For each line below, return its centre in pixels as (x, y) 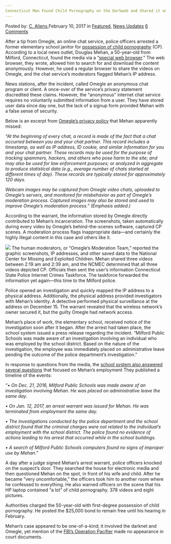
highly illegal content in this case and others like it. (58, 237)
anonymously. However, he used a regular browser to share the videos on (83, 68)
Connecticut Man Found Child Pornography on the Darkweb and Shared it (83, 11)
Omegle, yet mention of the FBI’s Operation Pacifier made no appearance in (84, 531)
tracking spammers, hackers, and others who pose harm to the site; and (81, 158)
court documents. (24, 537)
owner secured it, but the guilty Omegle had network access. (69, 312)
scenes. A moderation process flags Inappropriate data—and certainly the (83, 232)
